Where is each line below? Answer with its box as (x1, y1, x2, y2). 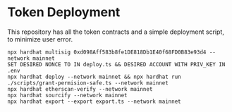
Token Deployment (7, 4, 121, 20)
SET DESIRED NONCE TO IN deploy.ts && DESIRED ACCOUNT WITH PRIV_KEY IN (7, 61, 226, 68)
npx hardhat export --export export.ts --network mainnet (7, 98, 181, 105)
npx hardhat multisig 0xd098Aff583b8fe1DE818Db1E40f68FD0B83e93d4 (7, 49, 207, 56)
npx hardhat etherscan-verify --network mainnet (7, 85, 153, 92)
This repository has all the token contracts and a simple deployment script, (7, 27, 224, 36)
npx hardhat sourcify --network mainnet (7, 92, 128, 99)
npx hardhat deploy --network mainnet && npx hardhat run (7, 73, 181, 80)
